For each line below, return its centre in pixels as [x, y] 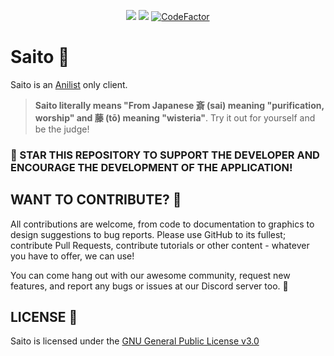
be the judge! [62, 129]
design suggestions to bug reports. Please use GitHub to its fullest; [148, 234]
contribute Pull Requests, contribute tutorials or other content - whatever [160, 245]
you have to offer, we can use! [72, 256]
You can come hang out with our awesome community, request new [150, 275]
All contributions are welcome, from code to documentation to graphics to [162, 224]
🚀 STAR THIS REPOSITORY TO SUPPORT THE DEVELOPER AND [165, 155]
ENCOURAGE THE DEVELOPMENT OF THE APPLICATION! [151, 167]
